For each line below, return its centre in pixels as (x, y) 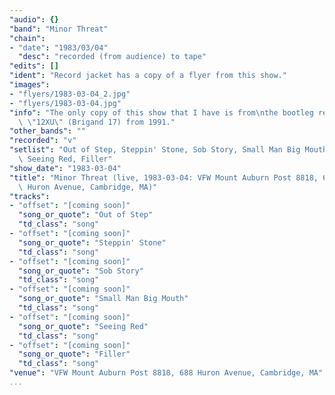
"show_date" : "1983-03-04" (65, 168)
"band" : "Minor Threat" (59, 29)
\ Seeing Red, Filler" (65, 159)
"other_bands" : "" (47, 131)
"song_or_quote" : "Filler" (74, 354)
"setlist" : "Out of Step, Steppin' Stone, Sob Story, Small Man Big (155, 150)
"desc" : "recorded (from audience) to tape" (112, 57)
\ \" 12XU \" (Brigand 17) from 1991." (97, 122)
